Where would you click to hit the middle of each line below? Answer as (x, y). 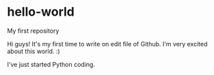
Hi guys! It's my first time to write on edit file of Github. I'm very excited (107, 44)
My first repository (33, 31)
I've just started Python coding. (51, 64)
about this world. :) (34, 51)
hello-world (41, 12)
